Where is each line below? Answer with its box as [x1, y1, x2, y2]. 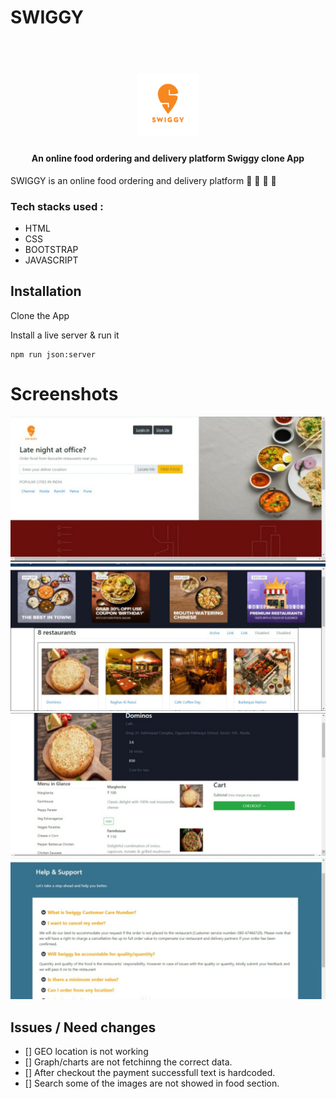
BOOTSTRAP [24, 243, 79, 255]
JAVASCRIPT [24, 254, 79, 266]
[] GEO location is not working [24, 1046, 149, 1058]
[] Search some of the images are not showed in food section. [24, 1077, 280, 1090]
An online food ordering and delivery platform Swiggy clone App [31, 152, 305, 164]
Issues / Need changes [10, 1019, 157, 1036]
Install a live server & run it [10, 329, 120, 341]
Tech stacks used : [10, 199, 104, 213]
